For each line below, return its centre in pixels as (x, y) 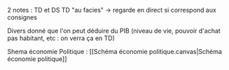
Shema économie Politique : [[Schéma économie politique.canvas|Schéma (115, 52)
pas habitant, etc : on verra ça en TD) (61, 38)
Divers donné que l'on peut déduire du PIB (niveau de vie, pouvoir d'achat (114, 31)
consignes (22, 17)
